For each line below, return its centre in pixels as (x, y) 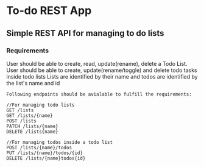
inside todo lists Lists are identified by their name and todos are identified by (102, 76)
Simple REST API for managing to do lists (85, 33)
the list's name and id (33, 83)
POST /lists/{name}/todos (39, 147)
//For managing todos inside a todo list (60, 142)
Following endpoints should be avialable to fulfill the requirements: (99, 94)
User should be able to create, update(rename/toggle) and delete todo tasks (102, 70)
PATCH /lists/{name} (33, 126)
